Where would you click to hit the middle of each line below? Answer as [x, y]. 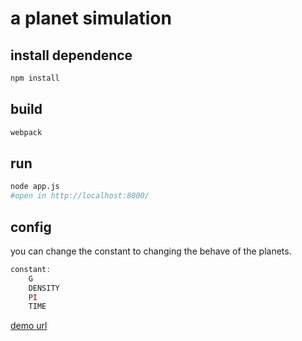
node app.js [35, 187]
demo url [29, 326]
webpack [26, 132]
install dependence [71, 55]
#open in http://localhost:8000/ [80, 196]
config [31, 227]
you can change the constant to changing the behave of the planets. [151, 251]
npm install [35, 78]
